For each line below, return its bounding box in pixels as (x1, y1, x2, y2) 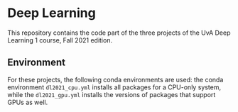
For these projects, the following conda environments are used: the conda (7, 75, 224, 84)
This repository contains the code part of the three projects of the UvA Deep (7, 28, 231, 37)
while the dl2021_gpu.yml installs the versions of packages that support (7, 90, 216, 99)
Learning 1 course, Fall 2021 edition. (7, 35, 112, 44)
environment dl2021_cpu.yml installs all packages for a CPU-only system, (7, 83, 222, 91)
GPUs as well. (7, 98, 48, 106)
